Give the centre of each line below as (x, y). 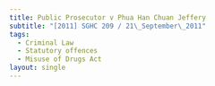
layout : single (38, 68)
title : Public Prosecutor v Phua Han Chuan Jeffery (107, 17)
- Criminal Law (46, 43)
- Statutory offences (58, 51)
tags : (19, 34)
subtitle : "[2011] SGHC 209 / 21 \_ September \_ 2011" (107, 26)
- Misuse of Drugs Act (60, 59)
